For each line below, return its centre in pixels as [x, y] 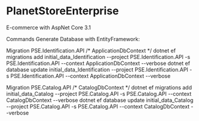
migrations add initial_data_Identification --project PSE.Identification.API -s [98, 57]
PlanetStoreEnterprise [63, 11]
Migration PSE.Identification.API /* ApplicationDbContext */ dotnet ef [91, 50]
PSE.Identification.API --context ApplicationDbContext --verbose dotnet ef [98, 63]
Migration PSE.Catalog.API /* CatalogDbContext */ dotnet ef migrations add [99, 87]
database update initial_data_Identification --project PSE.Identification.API [97, 69]
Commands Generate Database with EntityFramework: [73, 39]
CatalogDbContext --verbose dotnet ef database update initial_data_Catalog [100, 100]
